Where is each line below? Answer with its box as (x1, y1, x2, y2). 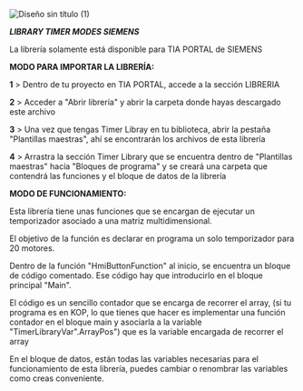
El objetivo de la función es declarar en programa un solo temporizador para (9, 233, 295, 244)
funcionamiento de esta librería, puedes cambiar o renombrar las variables (9, 364, 288, 374)
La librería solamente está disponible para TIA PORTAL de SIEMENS (9, 44, 263, 55)
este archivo (9, 106, 56, 117)
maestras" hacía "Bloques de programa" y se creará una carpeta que (9, 161, 268, 172)
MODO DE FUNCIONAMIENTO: (9, 188, 127, 199)
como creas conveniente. (9, 373, 104, 384)
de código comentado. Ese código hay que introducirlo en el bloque (9, 270, 263, 281)
